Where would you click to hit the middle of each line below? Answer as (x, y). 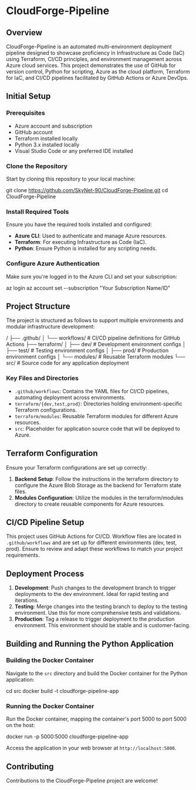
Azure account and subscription (53, 126)
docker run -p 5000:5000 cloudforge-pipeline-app (67, 737)
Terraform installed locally (46, 138)
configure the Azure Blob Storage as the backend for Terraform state (98, 485)
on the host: (21, 725)
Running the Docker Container (50, 706)
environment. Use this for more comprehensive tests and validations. (98, 613)
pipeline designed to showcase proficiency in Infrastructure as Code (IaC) (95, 53)
